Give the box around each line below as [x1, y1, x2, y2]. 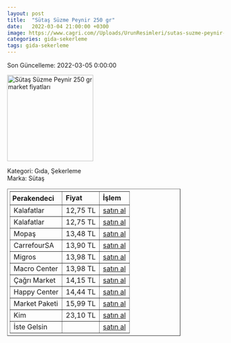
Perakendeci [12, 194, 55, 203]
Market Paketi [13, 299, 58, 308]
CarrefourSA [13, 241, 54, 250]
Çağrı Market [13, 275, 56, 285]
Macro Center [13, 264, 58, 273]
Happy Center [13, 287, 59, 297]
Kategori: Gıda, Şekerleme [7, 167, 82, 175]
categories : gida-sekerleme [7, 36, 88, 43]
